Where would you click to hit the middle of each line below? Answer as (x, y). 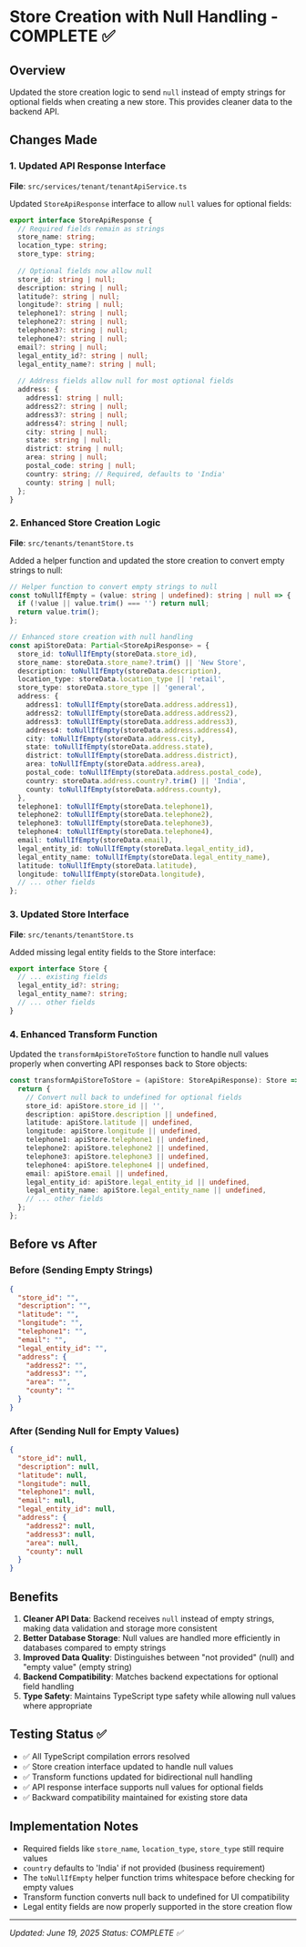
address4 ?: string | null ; (77, 423)
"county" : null (55, 1551)
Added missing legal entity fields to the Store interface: (112, 952)
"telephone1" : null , (56, 1492)
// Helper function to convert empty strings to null (114, 586)
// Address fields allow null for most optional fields (126, 381)
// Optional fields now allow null (85, 270)
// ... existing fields (62, 977)
